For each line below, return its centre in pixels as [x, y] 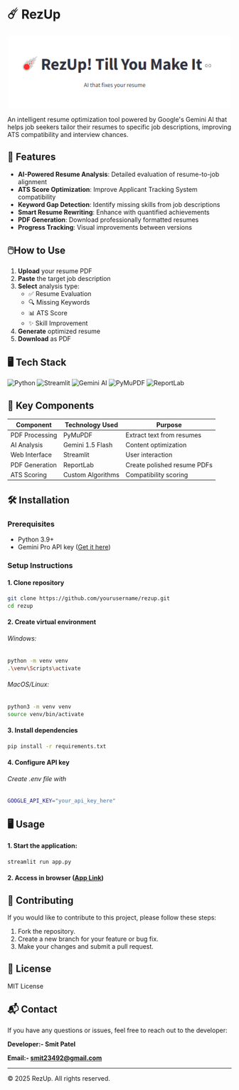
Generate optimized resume [59, 331]
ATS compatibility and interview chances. [68, 134]
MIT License [26, 986]
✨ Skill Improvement [58, 323]
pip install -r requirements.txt [57, 746]
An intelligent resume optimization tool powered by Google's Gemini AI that [117, 119]
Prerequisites [31, 524]
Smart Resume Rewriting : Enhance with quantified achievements [113, 212]
